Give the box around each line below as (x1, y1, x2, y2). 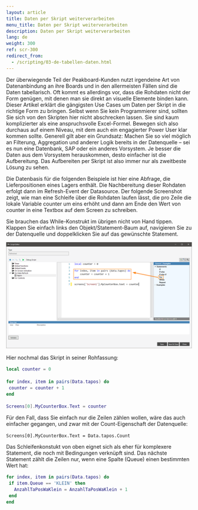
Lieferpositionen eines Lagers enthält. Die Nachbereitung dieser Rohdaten (6, 181, 186, 188)
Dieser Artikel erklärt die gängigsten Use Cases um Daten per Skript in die (6, 101, 186, 108)
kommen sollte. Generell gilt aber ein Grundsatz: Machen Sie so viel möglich (6, 133, 192, 140)
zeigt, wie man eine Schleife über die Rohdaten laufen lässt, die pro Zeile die (6, 194, 192, 201)
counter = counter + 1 (8, 385, 65, 391)
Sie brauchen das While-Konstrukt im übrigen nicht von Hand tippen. (6, 218, 174, 225)
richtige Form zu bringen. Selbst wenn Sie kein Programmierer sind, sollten (6, 107, 188, 114)
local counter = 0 (6, 366, 51, 372)
